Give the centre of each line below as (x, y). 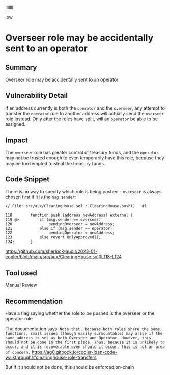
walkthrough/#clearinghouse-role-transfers (51, 357)
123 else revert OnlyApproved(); (53, 237)
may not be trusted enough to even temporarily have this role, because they (85, 158)
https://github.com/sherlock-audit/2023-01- (51, 251)
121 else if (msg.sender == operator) (59, 229)
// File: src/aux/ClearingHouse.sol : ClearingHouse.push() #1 (76, 206)
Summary (21, 68)
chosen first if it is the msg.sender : (41, 197)
